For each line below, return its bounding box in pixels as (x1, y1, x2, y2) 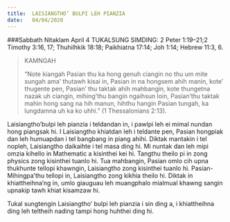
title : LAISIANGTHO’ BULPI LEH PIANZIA (7, 10, 126, 17)
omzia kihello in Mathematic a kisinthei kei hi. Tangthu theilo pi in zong (7, 149, 208, 158)
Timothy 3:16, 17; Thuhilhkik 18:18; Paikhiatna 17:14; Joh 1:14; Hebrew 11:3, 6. (7, 43, 224, 51)
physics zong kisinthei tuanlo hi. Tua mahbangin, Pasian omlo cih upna (7, 156, 209, 165)
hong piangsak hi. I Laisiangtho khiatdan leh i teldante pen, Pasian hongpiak (7, 127, 224, 136)
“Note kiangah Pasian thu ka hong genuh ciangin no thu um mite (24, 70, 208, 78)
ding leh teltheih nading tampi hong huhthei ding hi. (7, 207, 154, 215)
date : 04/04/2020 (7, 17, 64, 24)
